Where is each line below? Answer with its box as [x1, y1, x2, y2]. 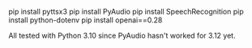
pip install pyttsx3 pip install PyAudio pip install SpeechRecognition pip [8, 7, 245, 16]
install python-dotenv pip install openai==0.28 [8, 15, 163, 25]
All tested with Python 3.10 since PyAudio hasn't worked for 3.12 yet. [8, 31, 237, 40]
